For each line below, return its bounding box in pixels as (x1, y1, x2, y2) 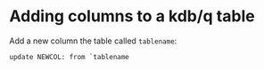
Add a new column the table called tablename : (9, 35, 177, 46)
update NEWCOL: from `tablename (9, 52, 129, 61)
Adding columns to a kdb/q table (9, 6, 256, 27)
